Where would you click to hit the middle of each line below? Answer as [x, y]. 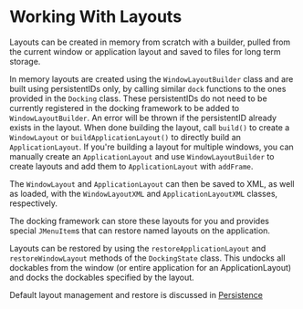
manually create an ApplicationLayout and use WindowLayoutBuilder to [142, 156]
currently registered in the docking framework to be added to [125, 108]
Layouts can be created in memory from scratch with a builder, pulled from [150, 42]
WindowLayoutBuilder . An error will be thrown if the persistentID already [143, 118]
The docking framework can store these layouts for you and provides [139, 221]
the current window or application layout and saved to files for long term [145, 51]
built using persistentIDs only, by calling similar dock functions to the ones [148, 88]
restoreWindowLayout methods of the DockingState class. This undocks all [147, 258]
